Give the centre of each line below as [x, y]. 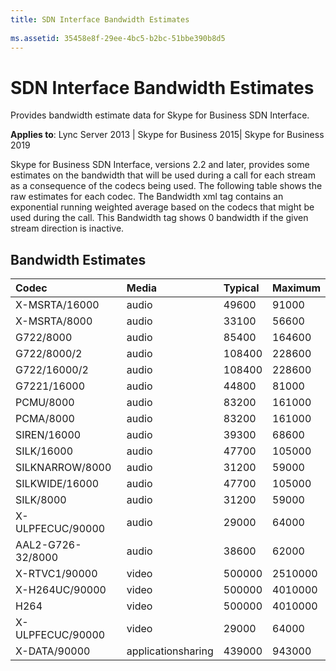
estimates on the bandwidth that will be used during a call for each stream [163, 175]
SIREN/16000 [48, 435]
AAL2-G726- [48, 545]
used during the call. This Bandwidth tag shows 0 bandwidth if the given [159, 218]
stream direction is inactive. [67, 228]
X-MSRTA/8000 [54, 321]
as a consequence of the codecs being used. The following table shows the [166, 186]
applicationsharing [170, 651]
